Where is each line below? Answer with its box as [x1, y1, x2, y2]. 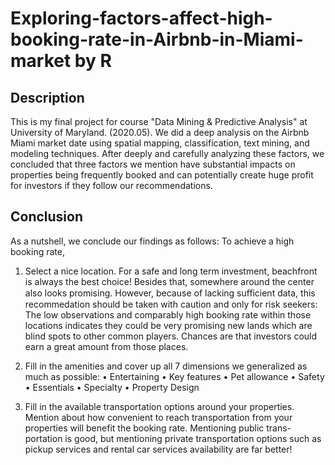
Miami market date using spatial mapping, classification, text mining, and [10, 137, 310, 149]
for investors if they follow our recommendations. [10, 180, 213, 191]
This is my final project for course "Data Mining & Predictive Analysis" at [10, 116, 308, 127]
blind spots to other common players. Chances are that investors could [24, 330, 318, 342]
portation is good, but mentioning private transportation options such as [24, 432, 322, 444]
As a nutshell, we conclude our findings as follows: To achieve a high [10, 235, 295, 247]
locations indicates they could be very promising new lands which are [24, 319, 313, 331]
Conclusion [10, 208, 84, 226]
